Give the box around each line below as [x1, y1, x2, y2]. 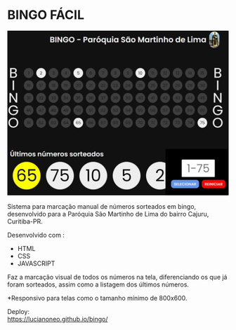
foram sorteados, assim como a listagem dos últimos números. [7, 280, 190, 289]
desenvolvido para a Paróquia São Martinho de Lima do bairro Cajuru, [7, 210, 209, 219]
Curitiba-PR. [7, 217, 44, 226]
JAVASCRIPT [17, 259, 55, 268]
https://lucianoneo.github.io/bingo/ [7, 315, 108, 324]
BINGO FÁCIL [7, 7, 84, 23]
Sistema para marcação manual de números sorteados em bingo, [7, 202, 197, 211]
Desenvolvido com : [7, 231, 65, 240]
